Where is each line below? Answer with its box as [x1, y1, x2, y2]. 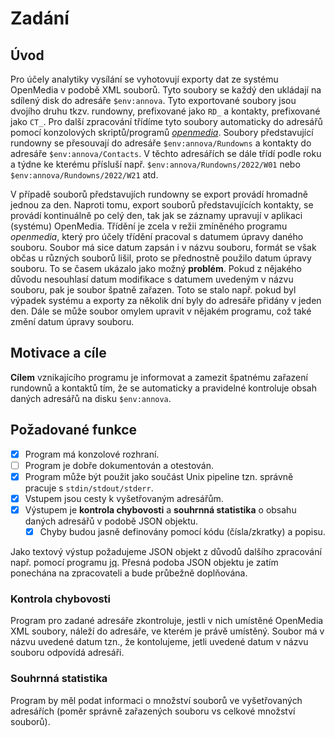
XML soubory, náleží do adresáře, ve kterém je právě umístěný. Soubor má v [10, 625, 325, 637]
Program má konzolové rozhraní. [24, 448, 160, 460]
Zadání [10, 7, 70, 30]
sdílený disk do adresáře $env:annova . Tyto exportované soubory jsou [10, 95, 297, 106]
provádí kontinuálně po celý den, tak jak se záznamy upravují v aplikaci [10, 210, 303, 221]
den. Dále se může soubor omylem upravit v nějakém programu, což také [10, 305, 312, 317]
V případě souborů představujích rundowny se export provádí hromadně [10, 188, 308, 200]
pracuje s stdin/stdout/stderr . [24, 482, 154, 494]
